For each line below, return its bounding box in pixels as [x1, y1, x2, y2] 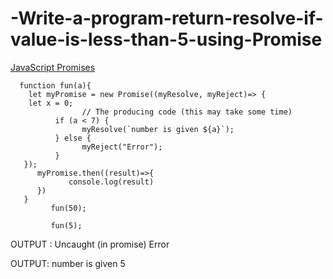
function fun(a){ [19, 80, 92, 91]
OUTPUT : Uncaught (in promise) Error [10, 238, 170, 250]
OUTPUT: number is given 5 [10, 257, 126, 269]
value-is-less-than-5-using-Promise [10, 28, 323, 51]
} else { [54, 133, 92, 143]
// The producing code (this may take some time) [81, 107, 293, 117]
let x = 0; [28, 98, 74, 108]
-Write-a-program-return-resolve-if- [10, 7, 324, 30]
